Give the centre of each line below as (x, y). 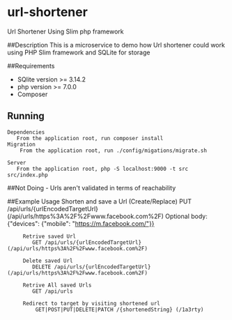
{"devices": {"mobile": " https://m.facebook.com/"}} (81, 223)
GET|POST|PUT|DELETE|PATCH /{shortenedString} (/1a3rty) (119, 310)
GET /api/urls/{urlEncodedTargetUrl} (87, 242)
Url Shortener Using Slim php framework (65, 31)
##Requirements (31, 66)
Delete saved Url (48, 261)
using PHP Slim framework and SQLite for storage (79, 52)
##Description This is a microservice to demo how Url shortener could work (116, 45)
